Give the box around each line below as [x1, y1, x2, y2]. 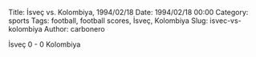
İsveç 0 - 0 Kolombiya [8, 40, 81, 49]
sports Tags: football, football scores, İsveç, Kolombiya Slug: [8, 16, 209, 25]
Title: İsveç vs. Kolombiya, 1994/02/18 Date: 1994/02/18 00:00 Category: [8, 8, 249, 17]
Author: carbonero [43, 25, 106, 33]
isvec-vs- [209, 16, 242, 25]
